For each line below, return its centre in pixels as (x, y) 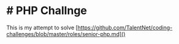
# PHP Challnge (47, 11)
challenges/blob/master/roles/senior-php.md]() (66, 34)
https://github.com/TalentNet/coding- (125, 28)
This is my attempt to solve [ (42, 28)
